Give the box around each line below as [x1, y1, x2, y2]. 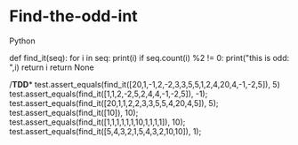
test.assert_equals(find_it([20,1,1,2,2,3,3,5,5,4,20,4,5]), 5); [9, 97, 220, 108]
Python [9, 35, 36, 46]
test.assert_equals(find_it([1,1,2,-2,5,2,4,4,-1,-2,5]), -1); [9, 88, 208, 99]
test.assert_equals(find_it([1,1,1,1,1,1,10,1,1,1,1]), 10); [9, 117, 186, 127]
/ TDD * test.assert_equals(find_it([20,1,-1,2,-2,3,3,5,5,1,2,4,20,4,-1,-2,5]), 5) [9, 79, 280, 89]
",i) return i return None [9, 62, 95, 72]
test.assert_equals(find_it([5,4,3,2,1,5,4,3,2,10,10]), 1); [9, 126, 202, 136]
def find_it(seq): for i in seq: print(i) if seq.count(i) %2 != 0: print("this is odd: [9, 52, 290, 63]
